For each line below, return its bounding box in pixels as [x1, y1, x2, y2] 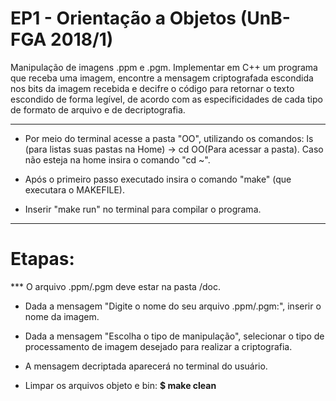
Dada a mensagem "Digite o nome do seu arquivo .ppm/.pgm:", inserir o [24, 300, 322, 312]
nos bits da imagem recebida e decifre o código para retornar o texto [10, 82, 295, 94]
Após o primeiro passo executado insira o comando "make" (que [24, 173, 292, 185]
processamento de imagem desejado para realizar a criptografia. [24, 340, 293, 352]
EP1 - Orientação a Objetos [10, 7, 237, 30]
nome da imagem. [24, 310, 100, 322]
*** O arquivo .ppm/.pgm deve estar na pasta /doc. [10, 280, 221, 292]
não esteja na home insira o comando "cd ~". [24, 153, 211, 166]
